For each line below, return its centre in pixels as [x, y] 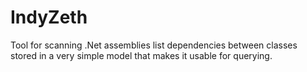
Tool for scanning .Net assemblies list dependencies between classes [154, 45]
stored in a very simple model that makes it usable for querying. [141, 55]
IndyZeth [49, 17]
